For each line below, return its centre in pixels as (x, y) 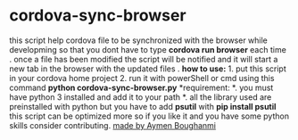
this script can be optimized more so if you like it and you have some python (149, 116)
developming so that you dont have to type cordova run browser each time (148, 49)
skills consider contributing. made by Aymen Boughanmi (113, 125)
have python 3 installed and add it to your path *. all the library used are (141, 97)
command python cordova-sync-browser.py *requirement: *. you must (141, 87)
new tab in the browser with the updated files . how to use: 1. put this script (148, 69)
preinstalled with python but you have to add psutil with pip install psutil (143, 106)
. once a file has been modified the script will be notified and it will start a (144, 59)
